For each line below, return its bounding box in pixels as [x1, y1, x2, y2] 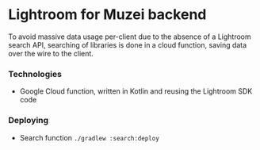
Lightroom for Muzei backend [8, 6, 207, 24]
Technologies [8, 68, 62, 79]
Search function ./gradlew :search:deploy [19, 133, 160, 142]
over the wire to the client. [8, 48, 94, 58]
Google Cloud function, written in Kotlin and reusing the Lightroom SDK [19, 87, 253, 96]
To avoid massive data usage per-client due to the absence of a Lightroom [8, 32, 251, 41]
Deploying [8, 115, 49, 126]
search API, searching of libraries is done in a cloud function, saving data [8, 40, 247, 49]
